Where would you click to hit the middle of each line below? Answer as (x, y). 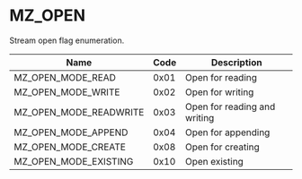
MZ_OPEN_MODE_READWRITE (79, 112)
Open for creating (222, 147)
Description (236, 62)
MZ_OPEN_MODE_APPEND (71, 132)
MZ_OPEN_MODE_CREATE (70, 147)
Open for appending (227, 132)
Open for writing (219, 92)
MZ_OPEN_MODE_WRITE (67, 92)
